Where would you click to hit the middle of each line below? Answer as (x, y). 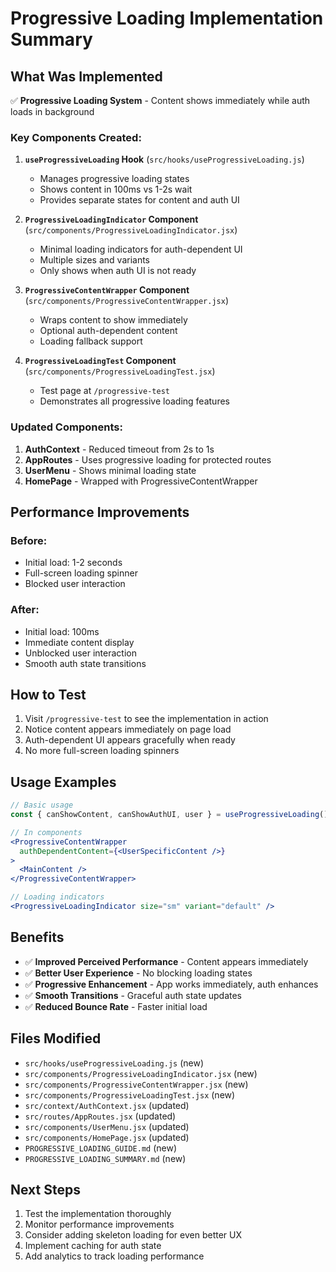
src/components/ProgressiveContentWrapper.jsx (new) (136, 1084)
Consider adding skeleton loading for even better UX (133, 1235)
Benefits (37, 937)
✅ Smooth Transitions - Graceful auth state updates (133, 995)
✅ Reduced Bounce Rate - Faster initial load (116, 1006)
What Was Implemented (86, 76)
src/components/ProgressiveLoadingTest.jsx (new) (130, 1094)
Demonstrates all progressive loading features (134, 401)
